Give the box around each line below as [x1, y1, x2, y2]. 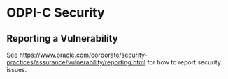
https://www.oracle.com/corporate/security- [19, 51, 148, 59]
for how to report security [147, 58, 222, 67]
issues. [6, 66, 27, 73]
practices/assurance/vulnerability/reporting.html [6, 58, 146, 67]
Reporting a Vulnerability [6, 33, 118, 44]
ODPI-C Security [6, 5, 105, 21]
